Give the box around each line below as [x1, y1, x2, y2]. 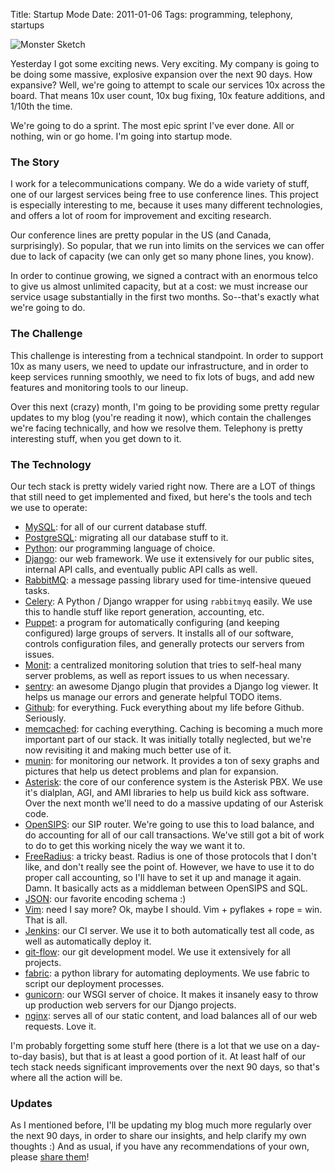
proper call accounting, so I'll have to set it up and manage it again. [24, 871, 302, 883]
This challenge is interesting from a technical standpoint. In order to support [10, 349, 324, 361]
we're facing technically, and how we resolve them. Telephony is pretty [10, 422, 303, 434]
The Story [10, 155, 60, 169]
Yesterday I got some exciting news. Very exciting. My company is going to [10, 58, 320, 69]
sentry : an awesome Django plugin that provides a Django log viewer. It [24, 680, 319, 692]
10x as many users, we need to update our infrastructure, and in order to [10, 360, 309, 372]
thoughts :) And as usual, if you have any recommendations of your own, [10, 1140, 310, 1153]
